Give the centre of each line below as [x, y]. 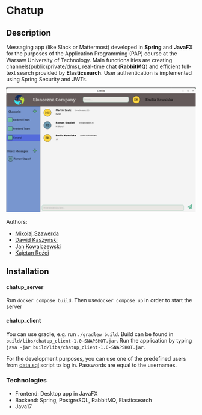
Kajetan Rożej [32, 252]
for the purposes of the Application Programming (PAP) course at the [92, 54]
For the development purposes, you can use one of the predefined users [96, 358]
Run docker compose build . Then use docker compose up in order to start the [99, 300]
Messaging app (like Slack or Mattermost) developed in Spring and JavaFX [100, 47]
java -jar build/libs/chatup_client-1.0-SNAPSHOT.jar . [76, 347]
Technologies [26, 381]
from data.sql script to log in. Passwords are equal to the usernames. [92, 365]
